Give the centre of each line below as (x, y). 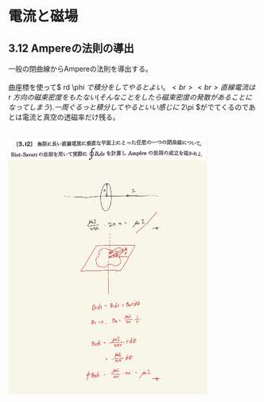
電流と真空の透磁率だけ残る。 (71, 117)
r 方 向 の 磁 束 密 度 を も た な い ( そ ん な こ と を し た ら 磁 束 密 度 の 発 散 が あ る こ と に (130, 97)
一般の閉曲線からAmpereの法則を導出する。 (80, 69)
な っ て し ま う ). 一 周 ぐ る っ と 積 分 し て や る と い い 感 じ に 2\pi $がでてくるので (128, 107)
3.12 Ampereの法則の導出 (71, 48)
